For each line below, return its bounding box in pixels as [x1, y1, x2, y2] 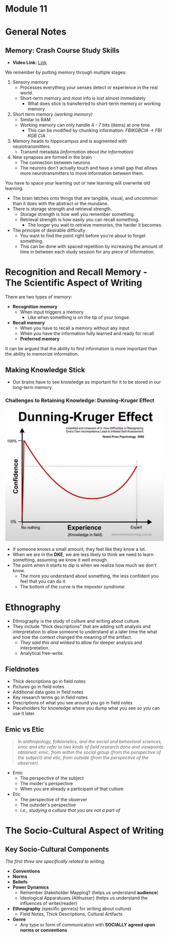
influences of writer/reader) [20, 900, 77, 906]
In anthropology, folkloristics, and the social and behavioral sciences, [17, 738, 162, 744]
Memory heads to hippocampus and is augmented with [12, 138, 127, 144]
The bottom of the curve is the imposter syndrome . [20, 584, 126, 590]
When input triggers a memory [20, 309, 84, 315]
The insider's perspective [20, 780, 73, 786]
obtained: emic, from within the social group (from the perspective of [17, 749, 161, 755]
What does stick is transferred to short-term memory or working [27, 100, 161, 106]
